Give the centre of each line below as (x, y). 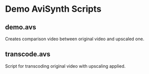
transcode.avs (28, 54)
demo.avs (21, 27)
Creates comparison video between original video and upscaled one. (75, 39)
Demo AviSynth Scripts (53, 9)
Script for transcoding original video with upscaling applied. (65, 66)
